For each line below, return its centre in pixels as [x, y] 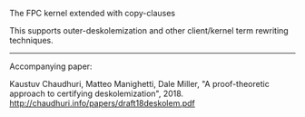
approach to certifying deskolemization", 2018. [97, 93]
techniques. [31, 40]
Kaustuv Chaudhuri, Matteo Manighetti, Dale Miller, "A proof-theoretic [139, 84]
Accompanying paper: [51, 66]
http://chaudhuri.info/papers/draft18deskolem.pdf [102, 103]
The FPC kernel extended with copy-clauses [93, 13]
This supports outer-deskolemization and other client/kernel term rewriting [149, 30]
